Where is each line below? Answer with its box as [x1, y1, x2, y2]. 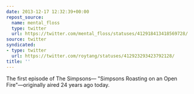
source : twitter [6, 36, 47, 42]
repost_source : [6, 14, 44, 20]
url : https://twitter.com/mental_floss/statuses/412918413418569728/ [11, 31, 188, 37]
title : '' [6, 58, 31, 64]
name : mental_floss [11, 20, 60, 26]
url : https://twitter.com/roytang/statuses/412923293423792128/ [11, 53, 175, 59]
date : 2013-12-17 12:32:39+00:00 [6, 8, 90, 15]
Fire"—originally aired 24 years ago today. [6, 81, 110, 88]
